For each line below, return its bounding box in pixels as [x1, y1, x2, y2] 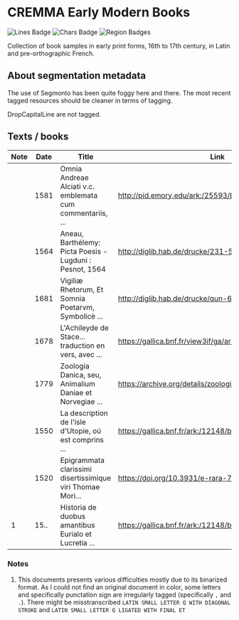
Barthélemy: [60, 237, 101, 247]
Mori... [60, 491, 82, 501]
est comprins [60, 434, 105, 444]
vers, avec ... [60, 349, 102, 359]
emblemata [60, 190, 98, 200]
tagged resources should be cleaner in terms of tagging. [7, 96, 173, 105]
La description [60, 408, 108, 418]
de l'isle [60, 417, 87, 427]
